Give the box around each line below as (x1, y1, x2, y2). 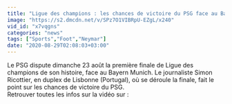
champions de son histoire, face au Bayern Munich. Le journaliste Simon (7, 68, 213, 76)
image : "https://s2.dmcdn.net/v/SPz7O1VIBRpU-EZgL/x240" (7, 17, 175, 23)
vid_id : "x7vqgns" (7, 23, 60, 30)
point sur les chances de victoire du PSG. (7, 83, 125, 91)
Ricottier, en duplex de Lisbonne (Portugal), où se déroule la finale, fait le (7, 76, 214, 83)
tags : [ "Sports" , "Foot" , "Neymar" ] (7, 36, 107, 43)
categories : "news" (7, 29, 64, 37)
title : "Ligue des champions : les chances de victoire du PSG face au (7, 10, 217, 17)
